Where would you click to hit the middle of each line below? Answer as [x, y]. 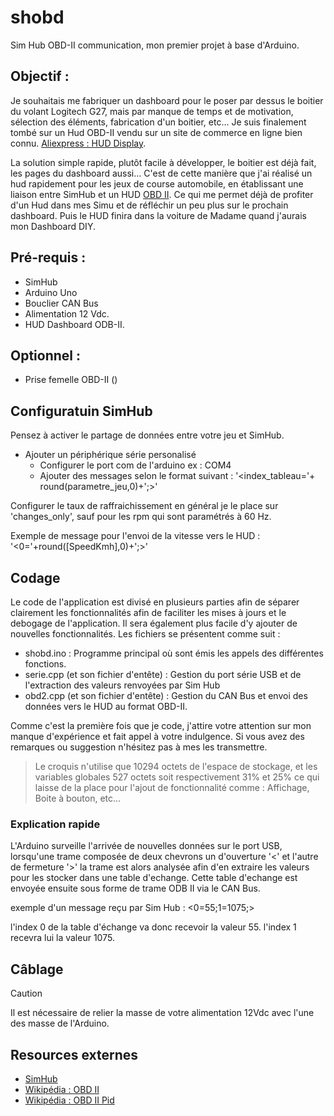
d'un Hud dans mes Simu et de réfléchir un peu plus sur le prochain [149, 205]
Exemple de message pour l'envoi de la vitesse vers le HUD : [135, 536]
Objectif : [40, 76]
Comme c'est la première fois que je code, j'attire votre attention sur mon [161, 725]
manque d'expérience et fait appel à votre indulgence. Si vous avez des [157, 736]
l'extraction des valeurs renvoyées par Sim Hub [122, 685]
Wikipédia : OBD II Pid [69, 1100]
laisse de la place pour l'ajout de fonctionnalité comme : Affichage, [172, 787]
